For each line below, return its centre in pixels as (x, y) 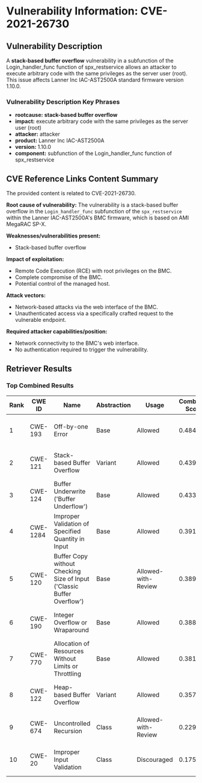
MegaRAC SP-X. (26, 224)
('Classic (66, 586)
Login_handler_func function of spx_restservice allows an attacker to (91, 67)
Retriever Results (39, 369)
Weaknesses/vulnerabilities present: (54, 236)
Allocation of (72, 643)
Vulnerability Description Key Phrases (63, 102)
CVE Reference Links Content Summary (82, 179)
